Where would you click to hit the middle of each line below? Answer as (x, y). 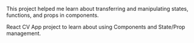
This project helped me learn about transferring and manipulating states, (98, 9)
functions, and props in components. (53, 15)
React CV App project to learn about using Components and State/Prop (96, 27)
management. (24, 33)
